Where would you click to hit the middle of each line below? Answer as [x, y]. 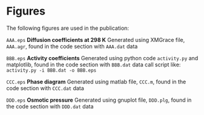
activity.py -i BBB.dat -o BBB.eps [51, 70]
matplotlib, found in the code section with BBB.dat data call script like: [93, 64]
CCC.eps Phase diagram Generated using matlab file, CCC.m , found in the [96, 82]
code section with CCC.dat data [45, 88]
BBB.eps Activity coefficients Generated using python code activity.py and [102, 58]
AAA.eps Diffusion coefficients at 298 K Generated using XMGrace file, [96, 40]
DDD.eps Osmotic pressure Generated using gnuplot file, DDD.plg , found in [99, 100]
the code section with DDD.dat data [50, 106]
